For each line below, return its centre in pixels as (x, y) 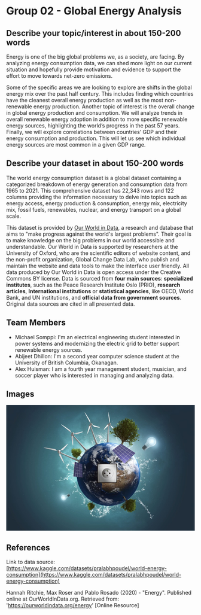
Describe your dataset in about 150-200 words (95, 164)
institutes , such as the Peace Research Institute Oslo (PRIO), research (93, 285)
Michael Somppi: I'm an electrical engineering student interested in (98, 337)
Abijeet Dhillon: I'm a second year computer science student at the (97, 356)
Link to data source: (31, 562)
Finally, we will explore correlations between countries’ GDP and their (92, 132)
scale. (13, 216)
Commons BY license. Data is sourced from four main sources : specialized (100, 278)
